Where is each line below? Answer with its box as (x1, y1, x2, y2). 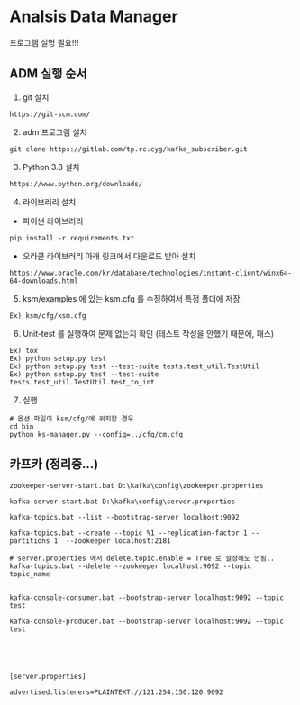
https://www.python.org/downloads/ (9, 179, 143, 188)
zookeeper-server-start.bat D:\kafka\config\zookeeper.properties (9, 481, 264, 490)
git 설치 (22, 92, 50, 103)
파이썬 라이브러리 (22, 215, 84, 226)
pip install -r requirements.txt (9, 233, 135, 242)
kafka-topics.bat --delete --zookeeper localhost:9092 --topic (9, 561, 252, 571)
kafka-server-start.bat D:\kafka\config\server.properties (9, 497, 236, 506)
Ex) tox (9, 346, 39, 355)
